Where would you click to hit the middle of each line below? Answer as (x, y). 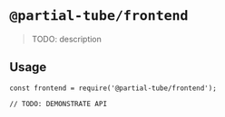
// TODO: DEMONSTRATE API (58, 103)
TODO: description (67, 39)
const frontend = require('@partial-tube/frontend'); (113, 88)
